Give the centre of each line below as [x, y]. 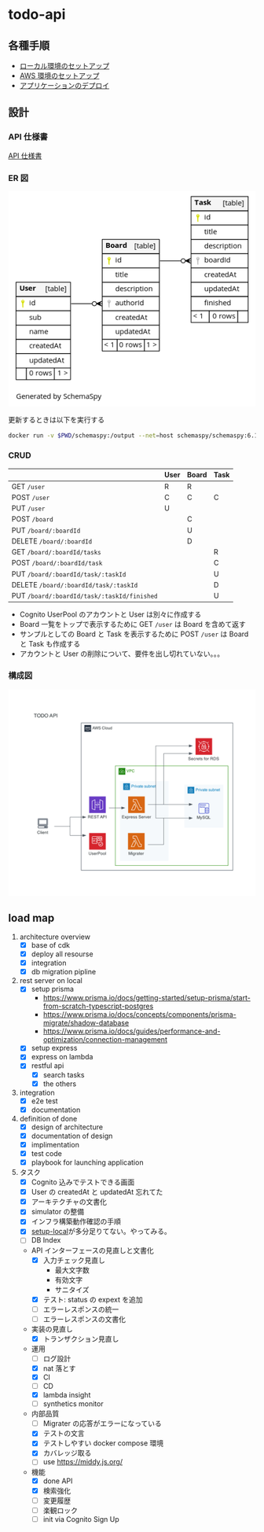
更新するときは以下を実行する [56, 419]
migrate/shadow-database [86, 1023]
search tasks [64, 1074]
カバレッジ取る [67, 1453]
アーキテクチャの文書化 [69, 1202]
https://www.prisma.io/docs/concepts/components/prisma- [140, 1015]
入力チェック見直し [74, 1260]
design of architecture [67, 1127]
